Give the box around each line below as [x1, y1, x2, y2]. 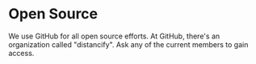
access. [8, 48, 35, 58]
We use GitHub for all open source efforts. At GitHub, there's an [8, 31, 220, 41]
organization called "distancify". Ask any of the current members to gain [8, 39, 249, 49]
